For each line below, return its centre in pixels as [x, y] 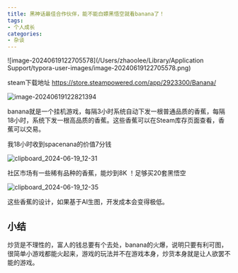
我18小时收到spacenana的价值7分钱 [59, 144]
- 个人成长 [21, 27]
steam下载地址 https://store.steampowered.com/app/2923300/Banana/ [112, 83]
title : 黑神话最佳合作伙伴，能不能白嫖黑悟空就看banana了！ [86, 14]
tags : [15, 21]
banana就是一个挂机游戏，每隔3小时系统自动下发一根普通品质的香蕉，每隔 [116, 111]
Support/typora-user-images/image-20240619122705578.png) [99, 68]
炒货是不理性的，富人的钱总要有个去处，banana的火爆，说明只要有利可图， [118, 245]
